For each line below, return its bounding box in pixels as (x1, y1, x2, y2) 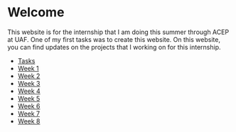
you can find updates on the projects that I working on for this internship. (7, 43, 222, 51)
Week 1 (17, 64, 39, 72)
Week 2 (17, 72, 41, 80)
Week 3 (17, 79, 41, 87)
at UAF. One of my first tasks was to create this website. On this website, (7, 35, 220, 43)
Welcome (7, 4, 65, 21)
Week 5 (17, 94, 41, 103)
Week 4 (17, 87, 41, 95)
